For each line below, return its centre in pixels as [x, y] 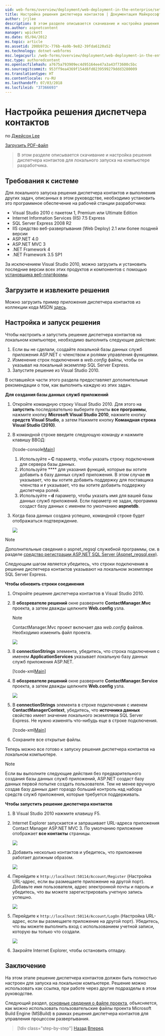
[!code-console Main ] [33, 449]
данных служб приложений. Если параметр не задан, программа [88, 501]
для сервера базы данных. [48, 464]
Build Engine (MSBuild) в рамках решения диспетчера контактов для [77, 1013]
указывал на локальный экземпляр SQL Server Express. [71, 365]
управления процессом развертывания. [47, 1019]
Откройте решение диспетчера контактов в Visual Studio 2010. [78, 593]
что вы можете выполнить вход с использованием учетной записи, [83, 926]
